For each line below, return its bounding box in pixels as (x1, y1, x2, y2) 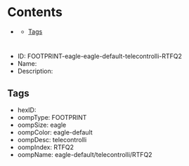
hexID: (17, 106, 37, 114)
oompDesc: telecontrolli (17, 135, 87, 144)
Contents (7, 4, 63, 20)
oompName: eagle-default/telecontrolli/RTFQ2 (17, 150, 152, 158)
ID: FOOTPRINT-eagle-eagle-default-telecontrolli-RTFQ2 (17, 52, 183, 60)
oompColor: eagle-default (17, 127, 93, 137)
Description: (17, 67, 53, 76)
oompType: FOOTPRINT (17, 113, 87, 121)
